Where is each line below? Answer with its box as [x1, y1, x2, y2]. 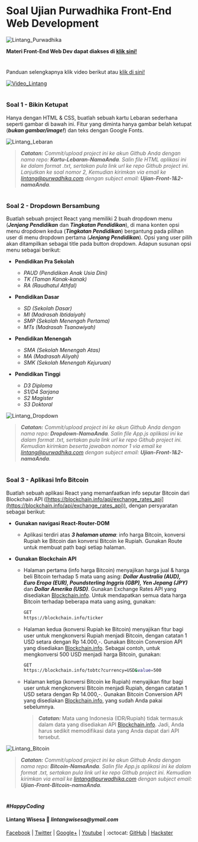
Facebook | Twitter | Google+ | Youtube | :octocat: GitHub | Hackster [6, 829, 173, 836]
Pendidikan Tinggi [14, 370, 61, 378]
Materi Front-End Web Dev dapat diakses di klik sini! [6, 47, 137, 54]
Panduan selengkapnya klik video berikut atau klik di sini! [6, 69, 145, 76]
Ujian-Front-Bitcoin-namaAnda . [20, 782, 102, 789]
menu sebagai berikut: [6, 246, 61, 253]
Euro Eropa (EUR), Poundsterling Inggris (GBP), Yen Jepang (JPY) [23, 579, 188, 586]
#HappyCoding [6, 802, 45, 810]
